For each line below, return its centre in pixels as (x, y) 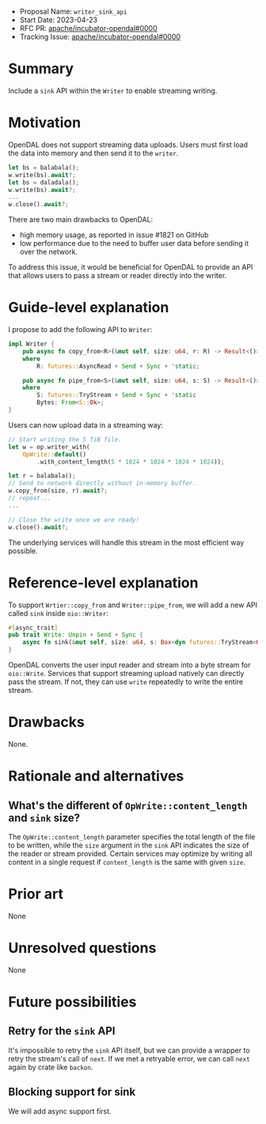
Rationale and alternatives (96, 776)
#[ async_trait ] (33, 628)
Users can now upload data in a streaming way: (86, 425)
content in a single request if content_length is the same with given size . (127, 862)
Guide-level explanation (89, 308)
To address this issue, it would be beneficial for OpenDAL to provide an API (131, 267)
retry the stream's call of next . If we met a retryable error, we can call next (129, 1058)
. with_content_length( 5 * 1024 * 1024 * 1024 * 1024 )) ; (131, 462)
